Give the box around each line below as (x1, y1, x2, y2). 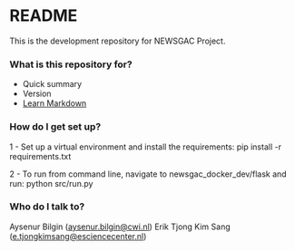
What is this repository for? (9, 58, 133, 71)
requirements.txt (9, 150, 72, 161)
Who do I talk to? (9, 200, 85, 213)
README (9, 5, 78, 26)
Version (22, 88, 52, 100)
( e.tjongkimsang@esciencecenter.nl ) (9, 230, 147, 241)
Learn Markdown (22, 98, 87, 109)
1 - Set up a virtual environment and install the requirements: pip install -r (9, 141, 281, 152)
